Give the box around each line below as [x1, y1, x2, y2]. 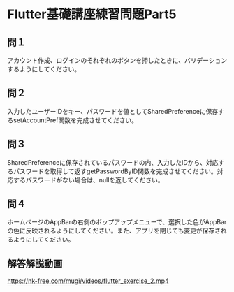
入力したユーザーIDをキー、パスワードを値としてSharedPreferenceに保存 [7, 107, 219, 115]
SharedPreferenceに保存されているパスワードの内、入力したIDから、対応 [7, 158, 219, 166]
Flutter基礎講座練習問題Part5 [7, 6, 177, 22]
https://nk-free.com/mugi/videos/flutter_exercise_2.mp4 [7, 277, 169, 285]
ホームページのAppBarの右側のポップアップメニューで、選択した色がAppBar [7, 218, 227, 226]
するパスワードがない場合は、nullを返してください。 [13, 175, 164, 184]
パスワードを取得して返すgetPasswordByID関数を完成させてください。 [13, 167, 218, 175]
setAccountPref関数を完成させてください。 [13, 116, 138, 124]
